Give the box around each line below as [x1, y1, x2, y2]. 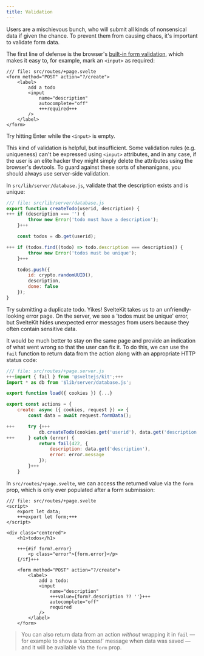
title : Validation [6, 9, 53, 15]
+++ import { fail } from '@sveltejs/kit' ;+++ [6, 374, 123, 380]
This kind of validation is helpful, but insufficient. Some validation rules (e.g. [6, 144, 196, 151]
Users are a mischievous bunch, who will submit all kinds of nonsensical [6, 26, 187, 33]
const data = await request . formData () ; [28, 412, 132, 419]
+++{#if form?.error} [17, 545, 72, 552]
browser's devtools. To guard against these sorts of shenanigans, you [6, 163, 181, 171]
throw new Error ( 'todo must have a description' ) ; [28, 217, 159, 223]
